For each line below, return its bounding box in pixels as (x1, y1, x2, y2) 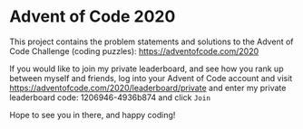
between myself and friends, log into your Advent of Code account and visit (9, 72, 293, 83)
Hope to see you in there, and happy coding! (9, 109, 176, 120)
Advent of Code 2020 (9, 6, 176, 27)
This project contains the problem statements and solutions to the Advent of (9, 36, 294, 47)
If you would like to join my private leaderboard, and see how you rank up (9, 63, 284, 74)
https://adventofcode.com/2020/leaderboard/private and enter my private (9, 82, 287, 93)
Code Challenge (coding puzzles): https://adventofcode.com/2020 (9, 45, 259, 56)
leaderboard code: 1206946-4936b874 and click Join (9, 92, 211, 103)
